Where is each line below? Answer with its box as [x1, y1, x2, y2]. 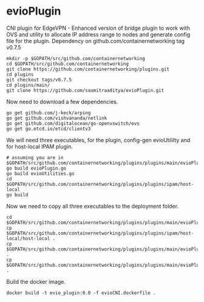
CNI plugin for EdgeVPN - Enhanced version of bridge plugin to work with [6, 24, 190, 32]
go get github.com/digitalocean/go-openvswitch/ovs [6, 120, 140, 126]
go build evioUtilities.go [6, 170, 75, 177]
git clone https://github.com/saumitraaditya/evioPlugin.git [6, 87, 165, 94]
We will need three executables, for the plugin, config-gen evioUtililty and [6, 136, 191, 143]
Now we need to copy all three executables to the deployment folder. [6, 202, 179, 210]
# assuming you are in [6, 154, 64, 160]
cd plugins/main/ [6, 82, 50, 88]
